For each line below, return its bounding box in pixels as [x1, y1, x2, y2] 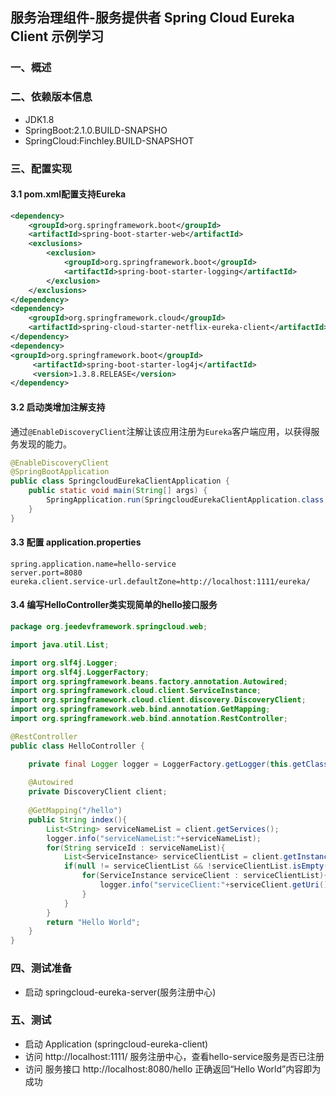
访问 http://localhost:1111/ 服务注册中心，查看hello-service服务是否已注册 [24, 1050, 325, 1062]
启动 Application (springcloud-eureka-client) [24, 1038, 209, 1050]
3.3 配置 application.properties [10, 536, 142, 548]
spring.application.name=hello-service [10, 559, 177, 569]
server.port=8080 [10, 568, 83, 578]
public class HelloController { [10, 741, 145, 751]
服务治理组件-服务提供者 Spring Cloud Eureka [10, 9, 295, 27]
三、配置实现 [10, 161, 73, 175]
